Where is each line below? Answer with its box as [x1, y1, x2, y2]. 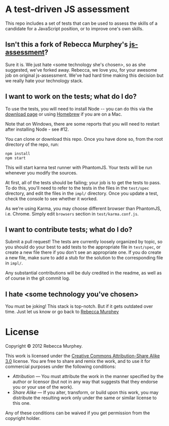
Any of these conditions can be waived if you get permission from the [5, 410, 150, 416]
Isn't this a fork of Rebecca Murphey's [5, 40, 128, 49]
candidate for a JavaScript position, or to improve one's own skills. [5, 25, 144, 31]
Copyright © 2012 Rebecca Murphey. [5, 343, 83, 349]
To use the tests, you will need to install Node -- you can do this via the [5, 105, 153, 112]
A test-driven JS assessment [5, 4, 130, 15]
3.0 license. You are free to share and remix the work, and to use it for [5, 358, 150, 364]
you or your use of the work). [12, 384, 74, 390]
